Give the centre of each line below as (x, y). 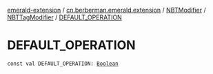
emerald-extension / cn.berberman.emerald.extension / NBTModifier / (106, 10)
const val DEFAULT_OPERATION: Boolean (63, 64)
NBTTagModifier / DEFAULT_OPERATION (64, 17)
